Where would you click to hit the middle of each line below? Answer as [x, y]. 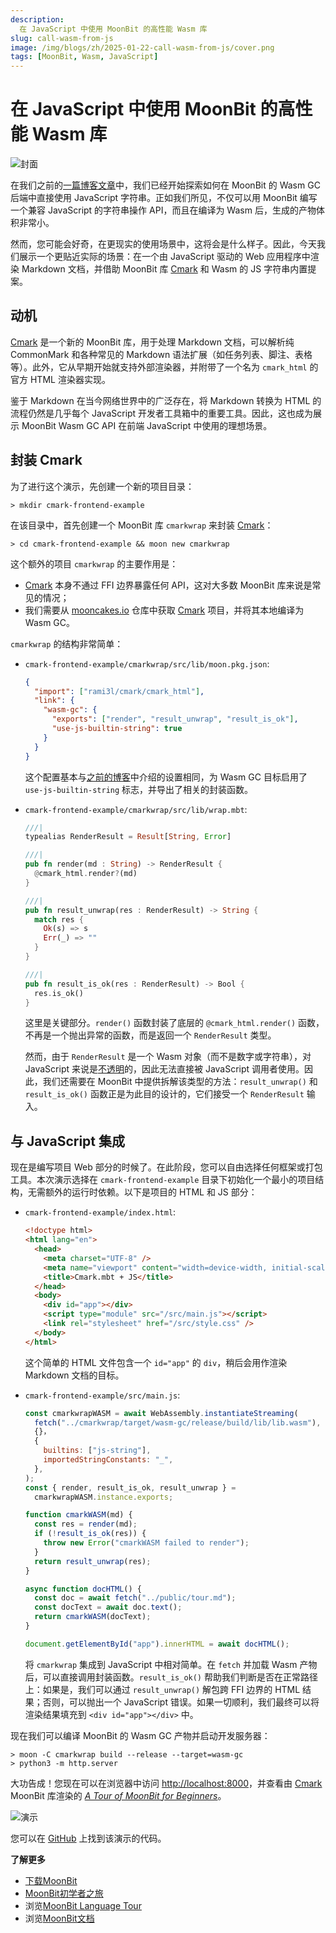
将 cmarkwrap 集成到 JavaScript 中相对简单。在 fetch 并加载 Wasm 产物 [171, 1664]
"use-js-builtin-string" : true [117, 729]
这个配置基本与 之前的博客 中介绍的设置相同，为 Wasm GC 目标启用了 [166, 777]
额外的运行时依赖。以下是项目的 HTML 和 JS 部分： [151, 1192]
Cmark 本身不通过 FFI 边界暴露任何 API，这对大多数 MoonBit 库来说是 [168, 585]
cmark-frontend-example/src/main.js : [102, 1395]
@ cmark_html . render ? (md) [86, 874]
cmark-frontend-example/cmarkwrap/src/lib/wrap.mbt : [136, 809]
